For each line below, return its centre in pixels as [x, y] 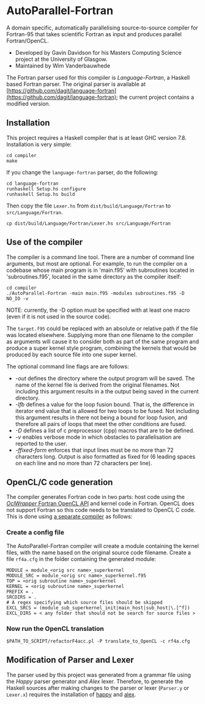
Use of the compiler [45, 242]
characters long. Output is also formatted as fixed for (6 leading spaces [105, 456]
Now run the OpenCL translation [55, 629]
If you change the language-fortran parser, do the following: [83, 172]
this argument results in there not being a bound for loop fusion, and [101, 417]
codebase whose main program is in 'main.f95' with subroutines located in [100, 270]
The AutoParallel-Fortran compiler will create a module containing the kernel [102, 546]
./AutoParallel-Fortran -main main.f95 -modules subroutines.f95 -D [95, 293]
